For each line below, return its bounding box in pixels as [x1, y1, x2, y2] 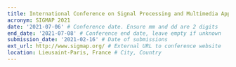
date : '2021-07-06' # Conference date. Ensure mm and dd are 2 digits [7, 23, 218, 30]
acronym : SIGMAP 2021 [7, 17, 71, 24]
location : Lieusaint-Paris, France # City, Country [7, 50, 162, 57]
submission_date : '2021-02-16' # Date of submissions [7, 36, 169, 43]
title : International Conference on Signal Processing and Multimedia [7, 10, 218, 17]
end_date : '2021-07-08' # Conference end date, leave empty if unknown [7, 29, 221, 37]
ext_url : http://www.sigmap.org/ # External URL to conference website [7, 43, 221, 50]
